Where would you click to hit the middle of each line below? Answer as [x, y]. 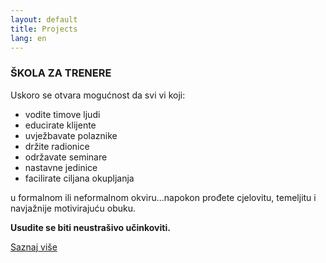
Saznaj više [34, 247]
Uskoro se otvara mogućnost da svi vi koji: [98, 95]
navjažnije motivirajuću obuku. [73, 208]
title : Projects [44, 29]
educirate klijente [60, 125]
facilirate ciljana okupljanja [79, 178]
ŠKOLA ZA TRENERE [61, 73]
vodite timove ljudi [62, 114]
